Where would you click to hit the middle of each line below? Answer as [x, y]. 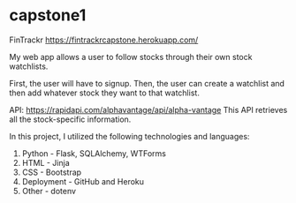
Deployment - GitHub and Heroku [83, 181]
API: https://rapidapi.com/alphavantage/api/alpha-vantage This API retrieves [148, 109]
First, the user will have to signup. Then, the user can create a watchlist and [147, 83]
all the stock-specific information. [70, 119]
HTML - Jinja [46, 162]
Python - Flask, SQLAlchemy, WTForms [94, 153]
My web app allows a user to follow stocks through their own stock [131, 56]
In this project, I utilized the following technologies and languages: [129, 136]
